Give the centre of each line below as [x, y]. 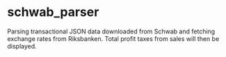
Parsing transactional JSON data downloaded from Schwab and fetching [111, 31]
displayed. [22, 46]
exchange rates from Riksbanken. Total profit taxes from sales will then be [113, 38]
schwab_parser [53, 12]
